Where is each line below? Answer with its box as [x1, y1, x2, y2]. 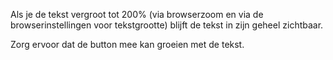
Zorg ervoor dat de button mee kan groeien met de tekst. [10, 39, 245, 50]
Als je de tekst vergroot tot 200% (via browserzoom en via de [10, 9, 264, 20]
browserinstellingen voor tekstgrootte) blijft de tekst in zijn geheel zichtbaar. [10, 19, 324, 31]
